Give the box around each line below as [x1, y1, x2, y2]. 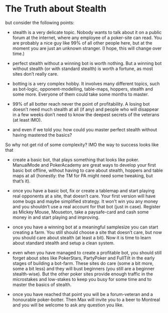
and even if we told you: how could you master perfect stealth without [12, 126, 157, 133]
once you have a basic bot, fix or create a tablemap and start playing [12, 187, 154, 193]
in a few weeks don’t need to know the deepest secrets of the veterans [12, 111, 159, 118]
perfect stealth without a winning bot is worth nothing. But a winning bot [12, 60, 162, 66]
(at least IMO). [12, 117, 42, 123]
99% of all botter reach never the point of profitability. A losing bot [12, 101, 150, 107]
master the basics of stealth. [12, 281, 72, 287]
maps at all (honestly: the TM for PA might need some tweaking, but [12, 172, 153, 178]
